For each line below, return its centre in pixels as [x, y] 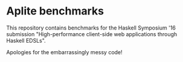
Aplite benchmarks [55, 11]
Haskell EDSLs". [26, 40]
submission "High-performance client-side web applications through [92, 34]
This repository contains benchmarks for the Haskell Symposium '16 [91, 28]
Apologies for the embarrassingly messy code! [64, 52]
